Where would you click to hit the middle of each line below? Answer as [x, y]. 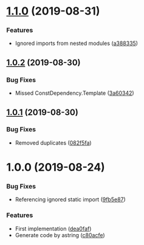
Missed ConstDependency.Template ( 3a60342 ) [75, 93]
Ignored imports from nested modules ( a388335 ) [77, 43]
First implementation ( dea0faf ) [53, 229]
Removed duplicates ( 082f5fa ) [53, 143]
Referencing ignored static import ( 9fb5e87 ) [70, 199]
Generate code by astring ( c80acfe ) [60, 235]
